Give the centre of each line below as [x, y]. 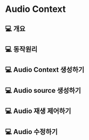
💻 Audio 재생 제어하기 [38, 111]
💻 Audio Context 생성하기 [45, 70]
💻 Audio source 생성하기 [43, 90]
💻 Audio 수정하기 [31, 132]
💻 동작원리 [21, 49]
